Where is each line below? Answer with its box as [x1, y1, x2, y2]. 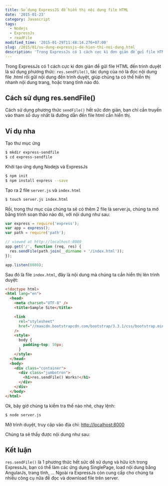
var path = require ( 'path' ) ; [5, 230, 66, 235]
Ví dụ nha [5, 127, 35, 136]
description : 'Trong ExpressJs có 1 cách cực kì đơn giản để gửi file [5, 49, 155, 54]
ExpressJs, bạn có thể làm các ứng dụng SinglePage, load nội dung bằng [5, 464, 156, 470]
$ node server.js [5, 412, 41, 417]
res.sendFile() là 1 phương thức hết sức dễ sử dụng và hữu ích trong [5, 459, 148, 465]
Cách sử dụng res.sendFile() [5, 93, 96, 102]
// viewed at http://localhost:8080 [5, 239, 81, 245]
